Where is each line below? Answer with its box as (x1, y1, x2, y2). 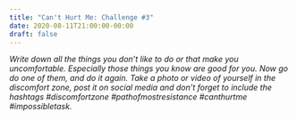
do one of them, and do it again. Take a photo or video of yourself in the (9, 73, 276, 84)
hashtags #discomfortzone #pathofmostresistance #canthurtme (9, 92, 248, 102)
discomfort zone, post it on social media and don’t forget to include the (9, 82, 273, 93)
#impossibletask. (9, 101, 72, 112)
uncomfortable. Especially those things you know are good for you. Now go (9, 63, 289, 74)
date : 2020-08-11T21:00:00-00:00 (9, 21, 134, 30)
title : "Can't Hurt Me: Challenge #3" (9, 12, 154, 22)
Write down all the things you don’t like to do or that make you (9, 54, 239, 65)
